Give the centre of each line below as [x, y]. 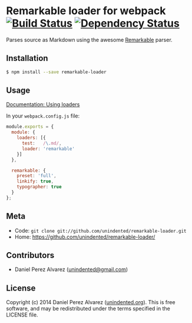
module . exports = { [30, 127]
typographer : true [39, 187]
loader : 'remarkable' [48, 149]
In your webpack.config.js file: [43, 116]
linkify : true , [35, 181]
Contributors [30, 255]
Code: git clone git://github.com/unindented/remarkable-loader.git [100, 230]
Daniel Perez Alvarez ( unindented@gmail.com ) [71, 269]
